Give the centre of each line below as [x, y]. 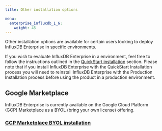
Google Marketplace [37, 93]
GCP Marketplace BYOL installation [48, 123]
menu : [11, 18]
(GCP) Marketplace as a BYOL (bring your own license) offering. [70, 110]
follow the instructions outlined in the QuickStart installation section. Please [81, 62]
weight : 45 [25, 28]
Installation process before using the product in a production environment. [80, 77]
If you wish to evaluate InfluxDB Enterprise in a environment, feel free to [78, 57]
